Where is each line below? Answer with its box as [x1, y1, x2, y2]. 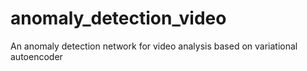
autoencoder [10, 50, 63, 62]
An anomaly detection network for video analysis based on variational [10, 40, 298, 52]
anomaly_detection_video [10, 7, 227, 30]
